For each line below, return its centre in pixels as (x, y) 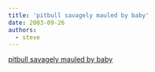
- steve (28, 37)
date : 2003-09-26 (37, 23)
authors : (22, 30)
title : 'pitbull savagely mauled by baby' (79, 15)
